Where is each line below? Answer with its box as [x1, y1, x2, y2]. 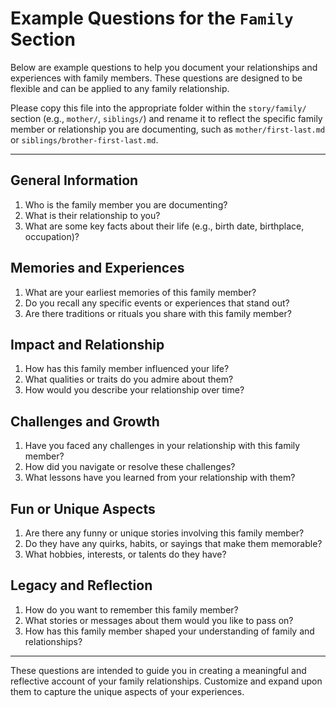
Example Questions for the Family [10, 7, 294, 30]
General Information [10, 172, 139, 189]
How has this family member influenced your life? [24, 363, 230, 375]
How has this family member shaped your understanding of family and [24, 625, 315, 637]
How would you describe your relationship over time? [24, 384, 245, 396]
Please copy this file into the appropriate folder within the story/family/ [10, 102, 307, 114]
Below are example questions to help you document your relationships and [10, 61, 318, 73]
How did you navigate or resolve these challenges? [24, 461, 236, 473]
